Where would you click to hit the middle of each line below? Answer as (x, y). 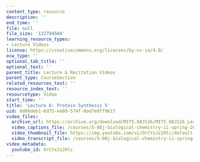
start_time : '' (25, 100)
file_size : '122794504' (36, 34)
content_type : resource (36, 12)
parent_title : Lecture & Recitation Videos (61, 72)
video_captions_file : (38, 128)
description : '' (26, 17)
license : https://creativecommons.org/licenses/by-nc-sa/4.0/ (85, 50)
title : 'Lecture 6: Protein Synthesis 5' (58, 105)
